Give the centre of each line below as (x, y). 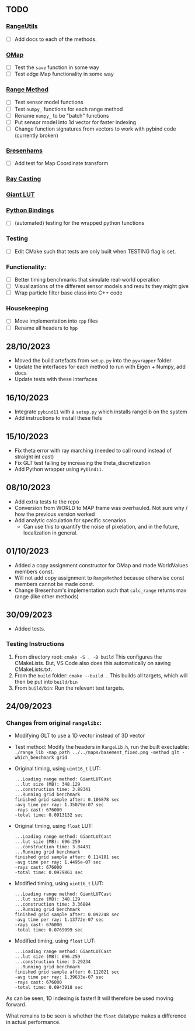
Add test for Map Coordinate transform (61, 163)
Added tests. (30, 629)
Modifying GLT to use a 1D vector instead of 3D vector (80, 736)
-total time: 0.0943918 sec (48, 988)
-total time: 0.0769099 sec (48, 930)
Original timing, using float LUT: (54, 826)
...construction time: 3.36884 (53, 905)
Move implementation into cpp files (56, 321)
